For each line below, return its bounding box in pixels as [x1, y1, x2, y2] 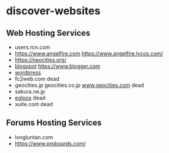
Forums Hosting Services [6, 118, 102, 128]
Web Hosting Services [6, 28, 91, 38]
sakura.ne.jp [14, 88, 46, 95]
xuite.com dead [14, 101, 53, 108]
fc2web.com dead [14, 76, 59, 82]
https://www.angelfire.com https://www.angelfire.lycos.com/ [14, 50, 163, 57]
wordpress [14, 69, 42, 76]
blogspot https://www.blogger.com [14, 63, 101, 70]
